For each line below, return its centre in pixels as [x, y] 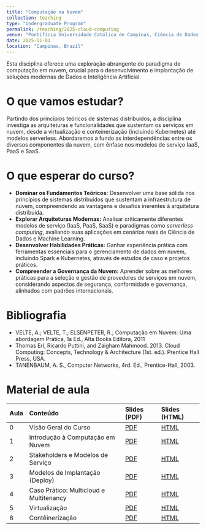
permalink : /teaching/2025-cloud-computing [63, 29]
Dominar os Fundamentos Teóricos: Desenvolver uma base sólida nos [105, 193]
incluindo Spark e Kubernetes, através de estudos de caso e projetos [102, 258]
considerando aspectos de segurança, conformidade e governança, [101, 284]
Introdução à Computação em [72, 437]
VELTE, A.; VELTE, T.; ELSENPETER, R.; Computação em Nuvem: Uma [103, 332]
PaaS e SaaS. [23, 151]
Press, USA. [30, 358]
